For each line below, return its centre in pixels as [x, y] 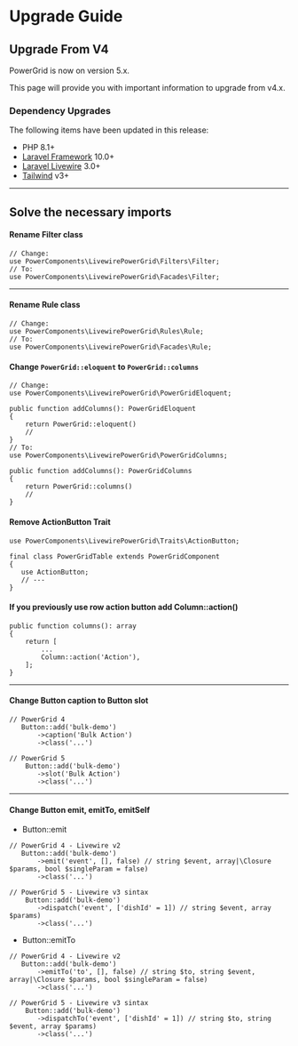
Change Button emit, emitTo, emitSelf [80, 809]
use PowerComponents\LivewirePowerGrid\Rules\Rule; [106, 332]
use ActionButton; [55, 572]
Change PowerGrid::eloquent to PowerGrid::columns [104, 366]
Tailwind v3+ [45, 176]
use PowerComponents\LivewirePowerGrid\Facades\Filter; [114, 277]
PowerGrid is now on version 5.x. [70, 70]
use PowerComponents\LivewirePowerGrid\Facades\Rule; [111, 347]
